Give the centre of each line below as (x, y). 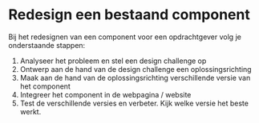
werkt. (30, 111)
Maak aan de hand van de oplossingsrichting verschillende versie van (135, 77)
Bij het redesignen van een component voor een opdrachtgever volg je (125, 37)
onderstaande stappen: (47, 45)
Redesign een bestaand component (129, 15)
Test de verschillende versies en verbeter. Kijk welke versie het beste (134, 103)
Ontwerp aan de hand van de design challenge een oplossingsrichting (136, 69)
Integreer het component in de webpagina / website (105, 94)
